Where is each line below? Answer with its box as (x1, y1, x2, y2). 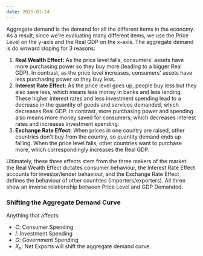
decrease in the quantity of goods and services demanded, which (14, 101, 179, 108)
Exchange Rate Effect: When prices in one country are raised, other (14, 126, 185, 134)
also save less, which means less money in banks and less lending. (14, 88, 182, 95)
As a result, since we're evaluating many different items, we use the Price (6, 31, 189, 39)
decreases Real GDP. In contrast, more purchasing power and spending (14, 107, 193, 114)
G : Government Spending (14, 236, 79, 243)
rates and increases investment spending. (14, 120, 120, 127)
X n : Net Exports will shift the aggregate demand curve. (14, 242, 151, 251)
